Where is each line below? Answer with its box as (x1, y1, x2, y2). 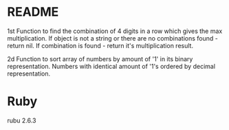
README (7, 4, 59, 20)
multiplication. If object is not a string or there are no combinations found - (7, 34, 218, 42)
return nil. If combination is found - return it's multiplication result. (7, 41, 194, 50)
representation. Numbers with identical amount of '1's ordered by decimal (7, 62, 215, 70)
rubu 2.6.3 (7, 116, 36, 124)
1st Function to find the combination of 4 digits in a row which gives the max (7, 27, 223, 35)
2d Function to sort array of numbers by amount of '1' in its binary (7, 54, 193, 63)
